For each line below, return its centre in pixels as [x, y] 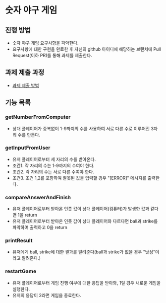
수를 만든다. [29, 135]
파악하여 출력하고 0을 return [40, 227]
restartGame [21, 271]
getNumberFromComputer [38, 117]
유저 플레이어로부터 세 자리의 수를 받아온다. [54, 159]
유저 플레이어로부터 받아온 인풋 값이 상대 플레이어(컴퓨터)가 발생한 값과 [81, 209]
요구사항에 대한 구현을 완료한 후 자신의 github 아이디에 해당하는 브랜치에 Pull [86, 49]
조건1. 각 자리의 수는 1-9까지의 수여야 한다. [54, 165]
